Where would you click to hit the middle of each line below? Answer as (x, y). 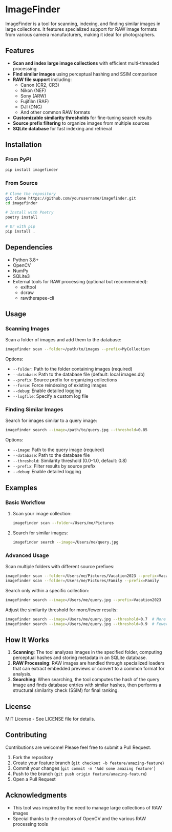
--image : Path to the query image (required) (59, 450)
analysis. (22, 674)
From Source (21, 183)
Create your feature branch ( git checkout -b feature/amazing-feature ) (88, 763)
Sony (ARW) (33, 95)
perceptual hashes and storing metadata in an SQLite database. (80, 657)
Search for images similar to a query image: (51, 421)
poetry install (21, 217)
